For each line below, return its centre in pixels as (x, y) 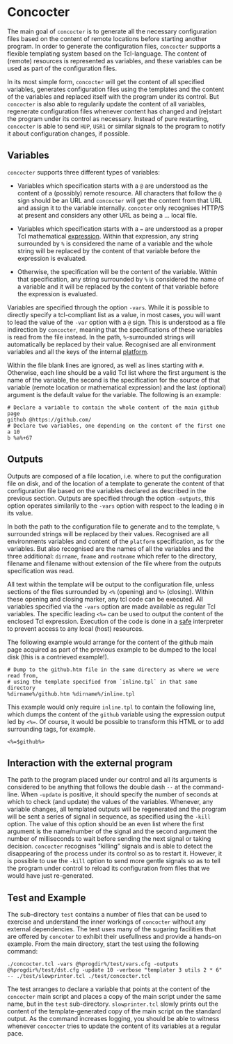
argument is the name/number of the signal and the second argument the (112, 831)
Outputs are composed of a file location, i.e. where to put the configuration (114, 476)
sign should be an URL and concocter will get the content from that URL (120, 200)
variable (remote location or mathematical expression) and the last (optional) (117, 387)
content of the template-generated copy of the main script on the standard (114, 1011)
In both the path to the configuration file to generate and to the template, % (114, 527)
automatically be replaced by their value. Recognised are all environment (111, 344)
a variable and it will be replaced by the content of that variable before (118, 287)
